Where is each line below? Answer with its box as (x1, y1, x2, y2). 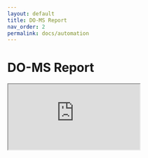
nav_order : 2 (7, 23, 46, 30)
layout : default (7, 10, 55, 17)
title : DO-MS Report (7, 17, 68, 24)
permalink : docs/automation (7, 29, 90, 37)
